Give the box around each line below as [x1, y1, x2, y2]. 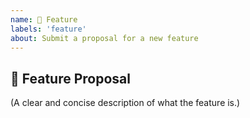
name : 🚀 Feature [10, 14, 78, 25]
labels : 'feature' [10, 24, 87, 34]
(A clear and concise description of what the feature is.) [10, 97, 241, 109]
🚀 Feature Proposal [10, 70, 131, 87]
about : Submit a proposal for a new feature [10, 33, 199, 43]
